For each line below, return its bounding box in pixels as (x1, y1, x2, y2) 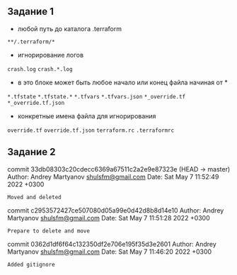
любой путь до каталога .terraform (17, 24, 122, 33)
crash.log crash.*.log (7, 65, 73, 73)
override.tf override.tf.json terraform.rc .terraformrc (7, 127, 175, 134)
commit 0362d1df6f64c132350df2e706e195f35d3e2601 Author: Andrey (7, 240, 217, 248)
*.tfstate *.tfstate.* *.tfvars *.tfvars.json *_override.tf (7, 93, 186, 100)
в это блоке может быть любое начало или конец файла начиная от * (17, 78, 228, 86)
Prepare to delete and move (7, 227, 91, 235)
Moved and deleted (7, 193, 62, 201)
